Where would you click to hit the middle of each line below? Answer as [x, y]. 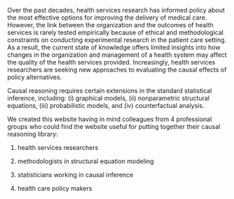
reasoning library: [33, 134]
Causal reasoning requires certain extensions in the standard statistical [110, 91]
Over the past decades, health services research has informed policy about [116, 10]
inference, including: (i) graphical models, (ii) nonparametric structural [109, 98]
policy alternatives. [35, 77]
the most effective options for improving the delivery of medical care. [107, 18]
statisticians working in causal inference [75, 175]
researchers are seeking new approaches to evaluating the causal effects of [117, 70]
